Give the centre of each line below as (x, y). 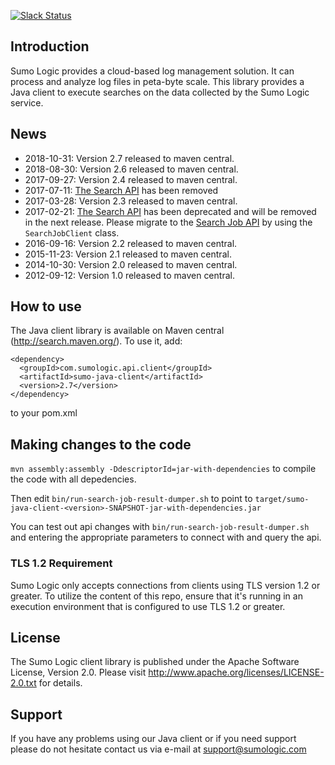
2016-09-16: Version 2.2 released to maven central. (131, 243)
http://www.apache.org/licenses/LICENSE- (236, 672)
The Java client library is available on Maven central (117, 331)
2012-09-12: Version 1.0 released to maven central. (129, 275)
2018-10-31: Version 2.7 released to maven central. (129, 158)
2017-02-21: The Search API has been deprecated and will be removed (170, 211)
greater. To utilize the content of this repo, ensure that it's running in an (156, 596)
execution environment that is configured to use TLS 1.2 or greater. (148, 606)
